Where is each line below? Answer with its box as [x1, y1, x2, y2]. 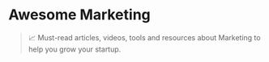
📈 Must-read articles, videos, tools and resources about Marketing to [28, 32, 261, 42]
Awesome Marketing [8, 6, 152, 24]
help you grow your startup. [28, 44, 122, 54]
